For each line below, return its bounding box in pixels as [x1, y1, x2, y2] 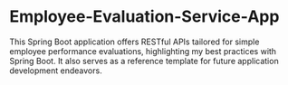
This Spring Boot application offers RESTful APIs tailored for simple [9, 36, 260, 47]
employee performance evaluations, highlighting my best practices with [9, 45, 277, 56]
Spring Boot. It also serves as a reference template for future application [9, 55, 279, 66]
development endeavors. [9, 65, 102, 76]
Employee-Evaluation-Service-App [9, 6, 280, 27]
